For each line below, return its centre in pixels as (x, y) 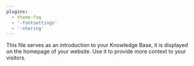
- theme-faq (27, 17)
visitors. (16, 58)
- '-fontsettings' (35, 23)
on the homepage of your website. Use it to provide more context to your (96, 52)
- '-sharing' (28, 28)
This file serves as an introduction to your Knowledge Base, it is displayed (97, 45)
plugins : (17, 12)
